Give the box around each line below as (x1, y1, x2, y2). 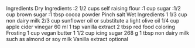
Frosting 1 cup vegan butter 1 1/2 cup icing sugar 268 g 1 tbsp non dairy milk (6, 29, 189, 36)
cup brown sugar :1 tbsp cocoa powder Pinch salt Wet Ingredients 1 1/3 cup (6, 11, 187, 18)
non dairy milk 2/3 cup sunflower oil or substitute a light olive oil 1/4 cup (6, 17, 180, 24)
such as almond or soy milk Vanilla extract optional (6, 36, 129, 42)
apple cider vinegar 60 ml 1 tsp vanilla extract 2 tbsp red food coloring (6, 23, 176, 30)
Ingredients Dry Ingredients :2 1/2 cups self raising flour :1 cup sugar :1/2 (6, 5, 181, 12)
